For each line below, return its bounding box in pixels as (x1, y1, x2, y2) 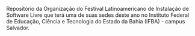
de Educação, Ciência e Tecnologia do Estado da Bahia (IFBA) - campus (6, 18, 185, 25)
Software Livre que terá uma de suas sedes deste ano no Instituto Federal (6, 11, 190, 19)
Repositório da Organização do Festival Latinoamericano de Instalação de (6, 5, 190, 12)
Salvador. (6, 24, 30, 31)
